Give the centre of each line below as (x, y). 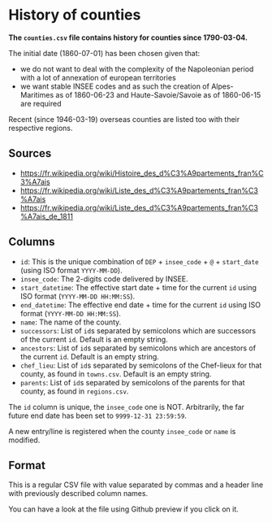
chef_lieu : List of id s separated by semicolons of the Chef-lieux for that (141, 365)
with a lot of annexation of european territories (98, 77)
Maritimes (37, 94)
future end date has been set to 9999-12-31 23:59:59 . (97, 415)
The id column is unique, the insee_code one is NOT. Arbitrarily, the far (127, 407)
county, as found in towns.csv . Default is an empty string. (116, 374)
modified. (24, 440)
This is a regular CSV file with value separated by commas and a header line (136, 485)
